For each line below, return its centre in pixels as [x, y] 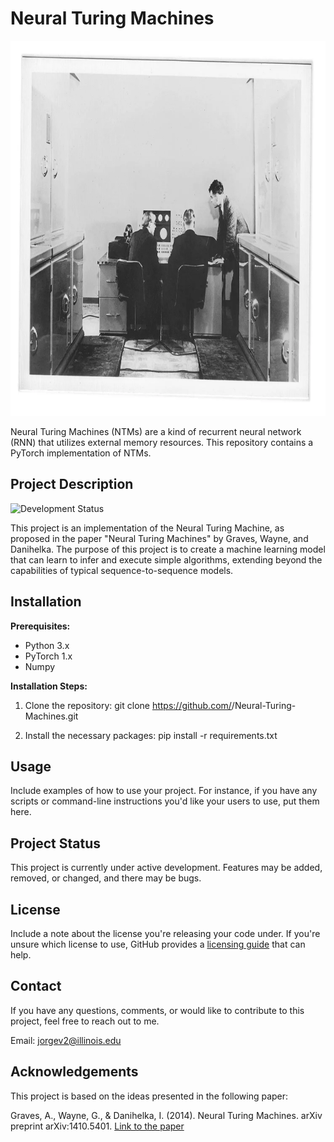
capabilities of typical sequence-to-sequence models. [122, 570]
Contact [36, 986]
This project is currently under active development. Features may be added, [166, 868]
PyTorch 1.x [48, 656]
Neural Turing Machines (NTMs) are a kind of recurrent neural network [156, 431]
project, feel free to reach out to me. [85, 1021]
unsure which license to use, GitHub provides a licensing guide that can [158, 944]
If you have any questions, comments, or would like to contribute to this [157, 1010]
